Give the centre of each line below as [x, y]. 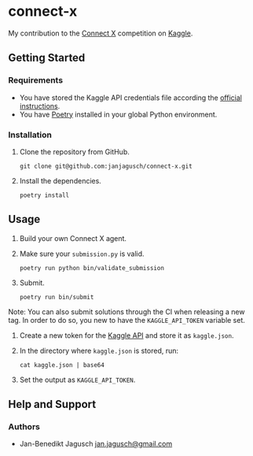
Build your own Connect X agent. [73, 238]
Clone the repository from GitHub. [74, 151]
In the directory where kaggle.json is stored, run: [99, 350]
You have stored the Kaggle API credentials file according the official [130, 98]
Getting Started [47, 58]
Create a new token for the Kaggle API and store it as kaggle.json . [126, 335]
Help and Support [52, 404]
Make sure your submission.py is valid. [82, 254]
